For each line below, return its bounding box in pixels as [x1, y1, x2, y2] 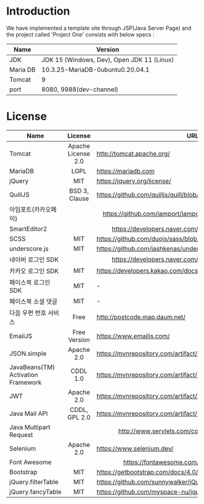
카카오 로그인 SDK [9, 266, 59, 275]
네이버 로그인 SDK [9, 255, 59, 264]
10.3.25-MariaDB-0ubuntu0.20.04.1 [41, 65, 150, 74]
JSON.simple [9, 349, 47, 357]
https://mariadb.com [96, 167, 155, 175]
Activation [9, 370, 38, 379]
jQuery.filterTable [9, 477, 59, 486]
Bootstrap [9, 468, 38, 476]
